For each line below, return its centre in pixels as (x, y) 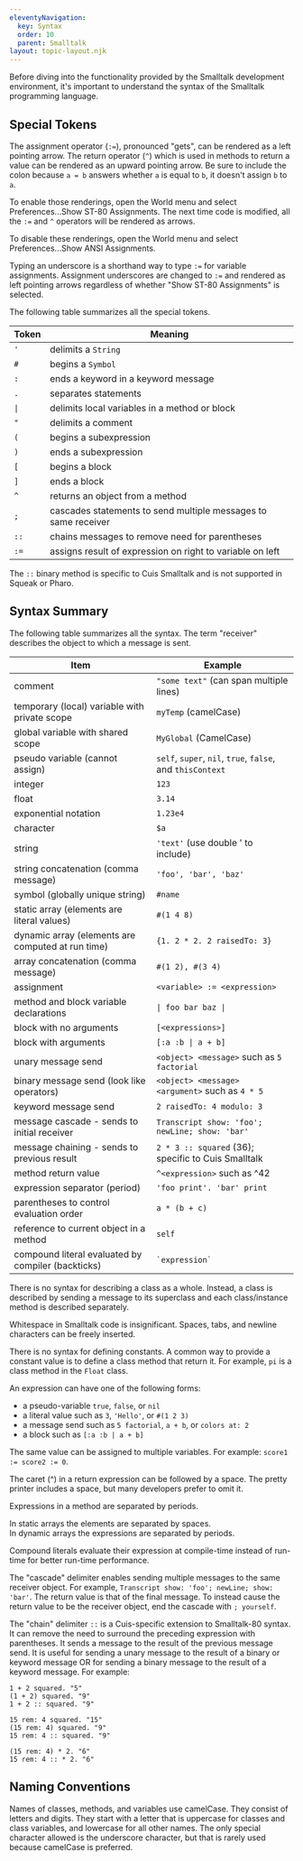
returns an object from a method (118, 495)
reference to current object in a (80, 1228)
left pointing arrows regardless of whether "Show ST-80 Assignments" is (145, 284)
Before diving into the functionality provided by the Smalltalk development (147, 77)
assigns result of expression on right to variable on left (165, 551)
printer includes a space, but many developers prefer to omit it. (126, 1488)
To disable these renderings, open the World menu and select (124, 238)
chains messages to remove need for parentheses (156, 536)
